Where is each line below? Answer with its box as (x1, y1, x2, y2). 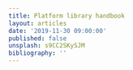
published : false (8, 34, 67, 43)
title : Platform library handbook (8, 11, 126, 20)
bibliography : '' (8, 49, 67, 57)
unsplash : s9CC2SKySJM (8, 42, 85, 50)
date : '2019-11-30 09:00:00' (8, 27, 107, 35)
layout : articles (8, 19, 67, 27)
